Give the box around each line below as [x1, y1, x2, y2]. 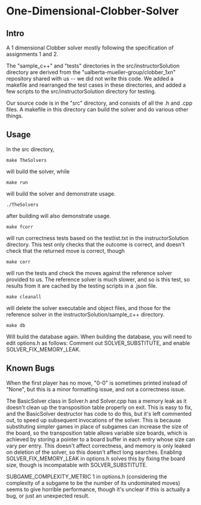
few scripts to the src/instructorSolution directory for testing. [6, 88, 157, 94]
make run [6, 179, 28, 185]
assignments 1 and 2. [6, 51, 59, 58]
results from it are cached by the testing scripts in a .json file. [6, 282, 158, 290]
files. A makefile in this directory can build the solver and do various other [6, 106, 189, 113]
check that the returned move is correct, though [6, 247, 125, 254]
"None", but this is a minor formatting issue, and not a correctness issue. [6, 385, 186, 392]
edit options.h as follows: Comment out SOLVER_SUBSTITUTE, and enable [6, 339, 190, 347]
